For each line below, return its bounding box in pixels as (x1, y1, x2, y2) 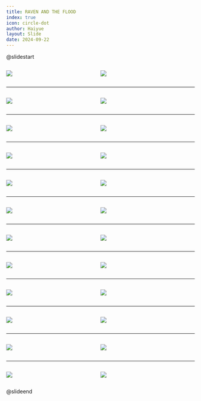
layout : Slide (6, 31, 42, 37)
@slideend (6, 388, 33, 395)
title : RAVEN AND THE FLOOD (6, 8, 77, 15)
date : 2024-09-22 (6, 37, 50, 43)
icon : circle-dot (6, 20, 50, 26)
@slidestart (6, 53, 35, 60)
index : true (6, 14, 36, 20)
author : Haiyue (6, 25, 44, 32)
